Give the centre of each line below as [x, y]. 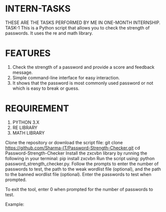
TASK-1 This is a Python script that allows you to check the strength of [77, 27]
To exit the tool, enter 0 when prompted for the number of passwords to [79, 189]
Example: [15, 204]
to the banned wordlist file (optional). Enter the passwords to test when [78, 174]
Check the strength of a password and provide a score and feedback [83, 67]
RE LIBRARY [25, 127]
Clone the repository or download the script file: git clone [64, 142]
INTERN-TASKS [38, 9]
